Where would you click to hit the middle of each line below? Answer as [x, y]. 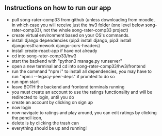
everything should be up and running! [49, 128]
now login [21, 107]
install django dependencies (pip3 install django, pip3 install [71, 40]
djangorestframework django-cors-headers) [56, 45]
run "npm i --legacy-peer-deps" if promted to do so [63, 76]
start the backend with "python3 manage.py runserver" [67, 61]
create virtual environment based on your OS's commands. [70, 35]
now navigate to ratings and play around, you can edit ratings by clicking [84, 112]
